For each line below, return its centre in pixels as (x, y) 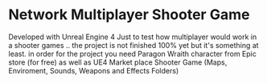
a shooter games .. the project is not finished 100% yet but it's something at (133, 45)
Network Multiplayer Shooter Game (129, 15)
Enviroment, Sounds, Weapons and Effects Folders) (94, 70)
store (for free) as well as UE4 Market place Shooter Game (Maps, (118, 62)
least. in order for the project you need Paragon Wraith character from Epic (133, 53)
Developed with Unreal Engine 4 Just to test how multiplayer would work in (133, 37)
